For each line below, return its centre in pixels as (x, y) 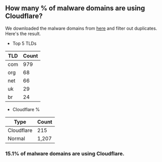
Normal (16, 138)
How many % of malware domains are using (75, 8)
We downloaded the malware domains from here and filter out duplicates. (81, 28)
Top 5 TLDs (24, 43)
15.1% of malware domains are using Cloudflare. (65, 153)
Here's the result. (23, 33)
